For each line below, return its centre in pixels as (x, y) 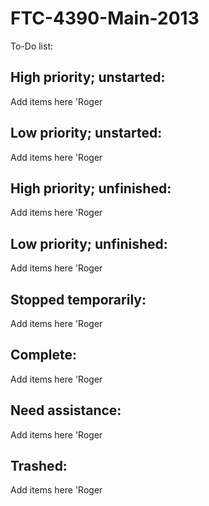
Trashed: (39, 466)
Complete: (44, 355)
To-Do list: (31, 46)
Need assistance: (66, 410)
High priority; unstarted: (88, 77)
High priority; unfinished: (91, 188)
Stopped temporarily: (78, 299)
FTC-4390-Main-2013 (105, 18)
